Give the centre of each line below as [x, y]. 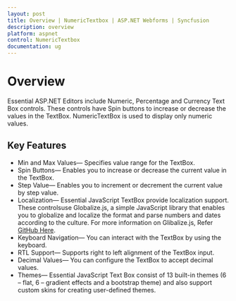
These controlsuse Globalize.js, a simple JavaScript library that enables [121, 207]
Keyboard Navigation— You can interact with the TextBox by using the [119, 238]
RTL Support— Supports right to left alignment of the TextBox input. [116, 252]
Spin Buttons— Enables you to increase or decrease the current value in [122, 170]
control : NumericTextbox [44, 40]
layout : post [26, 14]
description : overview [41, 27]
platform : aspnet [33, 33]
